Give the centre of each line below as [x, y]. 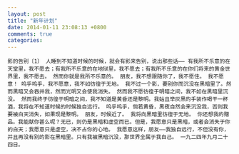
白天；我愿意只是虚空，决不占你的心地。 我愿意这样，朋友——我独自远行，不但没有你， [121, 130]
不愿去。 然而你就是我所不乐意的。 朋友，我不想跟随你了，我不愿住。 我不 [123, 77]
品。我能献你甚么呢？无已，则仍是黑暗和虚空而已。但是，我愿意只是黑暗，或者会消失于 [116, 122]
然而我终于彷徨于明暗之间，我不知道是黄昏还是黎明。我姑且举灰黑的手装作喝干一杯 [124, 99]
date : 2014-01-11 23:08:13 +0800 [57, 27]
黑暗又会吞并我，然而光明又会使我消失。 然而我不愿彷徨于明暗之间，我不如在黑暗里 [118, 92]
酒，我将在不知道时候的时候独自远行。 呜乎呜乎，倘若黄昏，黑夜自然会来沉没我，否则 [115, 107]
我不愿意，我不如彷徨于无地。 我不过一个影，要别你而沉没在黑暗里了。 [137, 84]
